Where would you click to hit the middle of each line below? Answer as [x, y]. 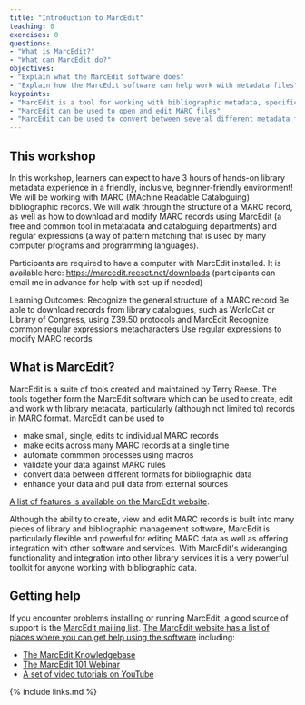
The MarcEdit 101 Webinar [71, 664]
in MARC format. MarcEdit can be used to [87, 418]
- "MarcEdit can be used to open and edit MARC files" [115, 111]
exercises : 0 [34, 35]
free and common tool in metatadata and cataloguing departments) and [143, 226]
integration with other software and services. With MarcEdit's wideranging [148, 548]
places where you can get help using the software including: [123, 637]
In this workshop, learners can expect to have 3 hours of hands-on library [148, 177]
